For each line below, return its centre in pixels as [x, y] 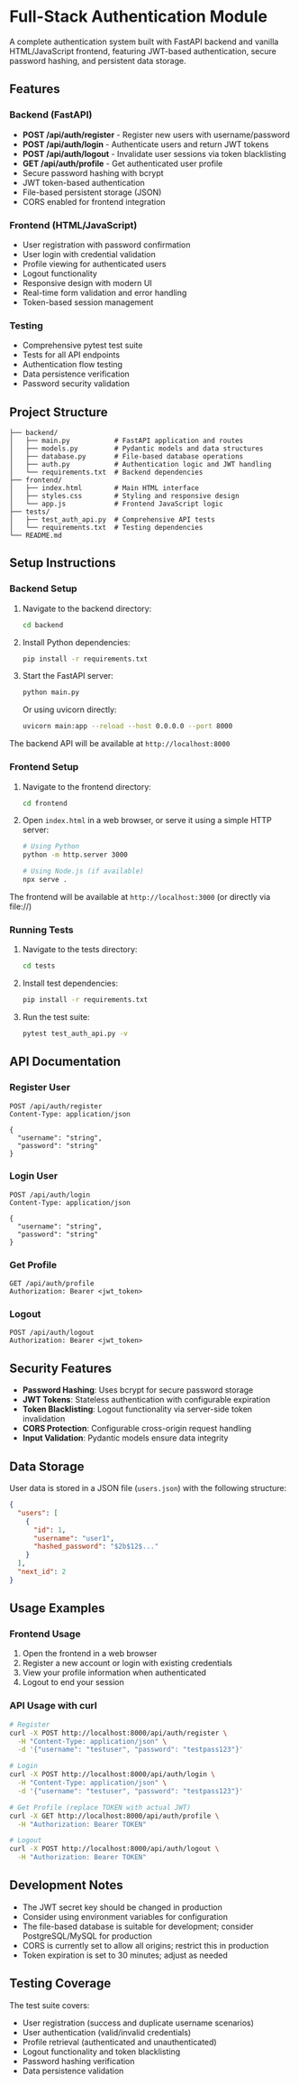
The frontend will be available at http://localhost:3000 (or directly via [140, 896]
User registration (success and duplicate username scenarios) [138, 2023]
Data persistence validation [73, 2071]
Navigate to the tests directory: [80, 950]
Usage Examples [57, 1608]
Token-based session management [88, 302]
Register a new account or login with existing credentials [127, 1663]
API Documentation [65, 1062]
